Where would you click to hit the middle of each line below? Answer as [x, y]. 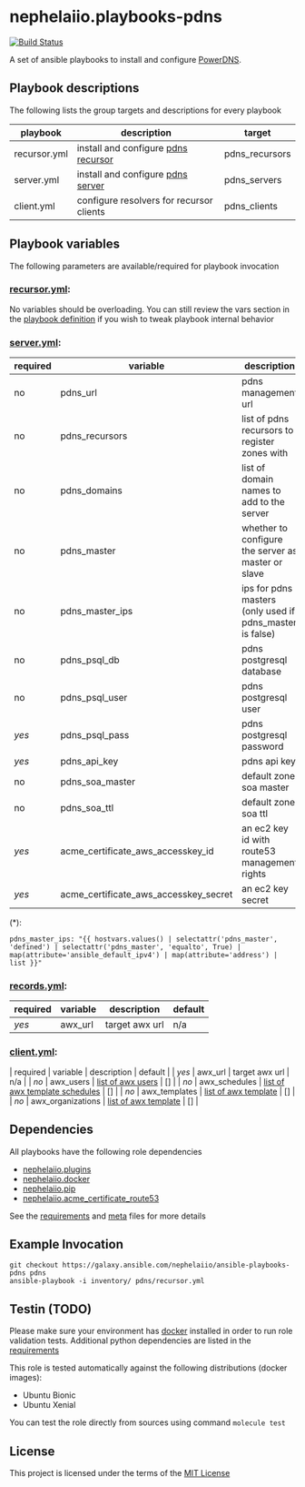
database [261, 672]
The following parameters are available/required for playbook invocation [144, 266]
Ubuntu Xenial [49, 1405]
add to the [264, 502]
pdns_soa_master [98, 782]
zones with [265, 453]
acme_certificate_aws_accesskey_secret [147, 895]
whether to [265, 528]
